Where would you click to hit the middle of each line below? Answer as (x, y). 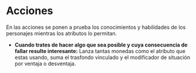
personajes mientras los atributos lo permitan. (62, 33)
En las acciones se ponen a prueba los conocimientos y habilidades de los (96, 27)
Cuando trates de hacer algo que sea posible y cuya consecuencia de (101, 45)
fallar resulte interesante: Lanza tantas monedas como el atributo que (100, 51)
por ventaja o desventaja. (45, 64)
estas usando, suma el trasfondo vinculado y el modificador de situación (102, 57)
